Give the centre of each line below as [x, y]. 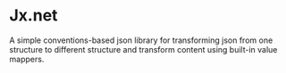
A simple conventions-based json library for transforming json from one [141, 40]
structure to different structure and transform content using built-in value [143, 49]
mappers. [27, 59]
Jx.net [34, 16]
